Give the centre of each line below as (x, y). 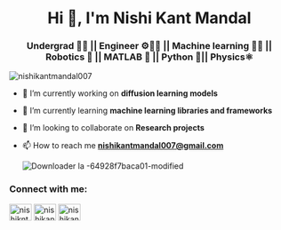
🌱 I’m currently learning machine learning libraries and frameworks (147, 111)
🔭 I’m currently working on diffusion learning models (120, 93)
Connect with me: (48, 189)
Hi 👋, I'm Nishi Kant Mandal (149, 18)
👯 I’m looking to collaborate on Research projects (113, 128)
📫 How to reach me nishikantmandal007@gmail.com (123, 146)
